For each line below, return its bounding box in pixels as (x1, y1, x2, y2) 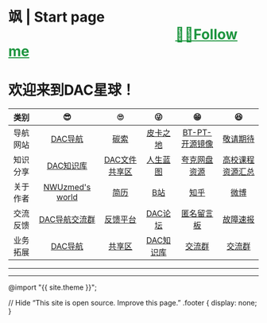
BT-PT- (182, 127, 212, 138)
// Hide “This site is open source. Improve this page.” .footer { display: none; (8, 298, 257, 308)
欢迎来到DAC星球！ (8, 81, 136, 99)
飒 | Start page (8, 8, 106, 26)
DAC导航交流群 (38, 214, 95, 225)
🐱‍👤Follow (175, 25, 238, 44)
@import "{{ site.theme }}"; (8, 282, 98, 292)
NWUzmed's (43, 181, 91, 193)
